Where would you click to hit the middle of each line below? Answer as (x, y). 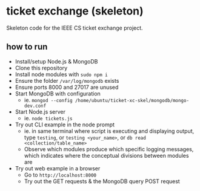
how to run (27, 47)
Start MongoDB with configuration (58, 93)
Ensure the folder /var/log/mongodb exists (67, 80)
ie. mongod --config (48, 100)
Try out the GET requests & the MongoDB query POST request (102, 181)
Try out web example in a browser (58, 168)
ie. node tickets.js (48, 118)
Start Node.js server (40, 112)
